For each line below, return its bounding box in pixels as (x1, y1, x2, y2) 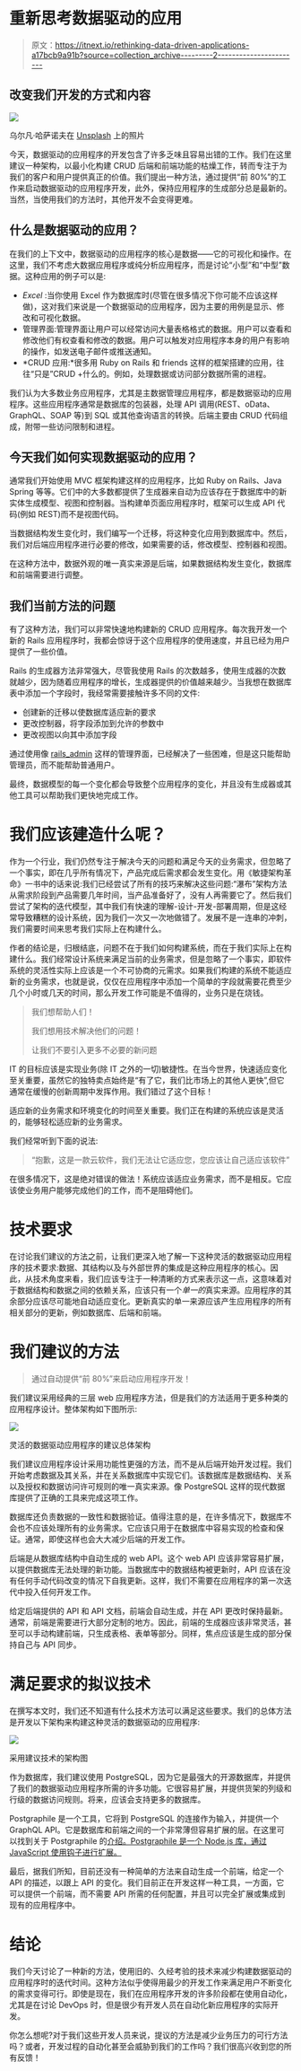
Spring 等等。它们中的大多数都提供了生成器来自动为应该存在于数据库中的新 (9, 487, 288, 497)
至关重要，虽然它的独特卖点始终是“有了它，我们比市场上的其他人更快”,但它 (9, 1075, 285, 1086)
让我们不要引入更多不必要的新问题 (30, 1045, 158, 1056)
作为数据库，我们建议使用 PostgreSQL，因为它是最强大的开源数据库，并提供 (9, 1771, 291, 1782)
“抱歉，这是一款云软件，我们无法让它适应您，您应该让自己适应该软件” (30, 1154, 290, 1165)
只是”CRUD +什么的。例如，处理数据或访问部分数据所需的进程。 (33, 368, 271, 379)
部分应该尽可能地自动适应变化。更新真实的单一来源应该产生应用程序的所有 (16, 1296, 292, 1307)
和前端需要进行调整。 (9, 569, 88, 580)
